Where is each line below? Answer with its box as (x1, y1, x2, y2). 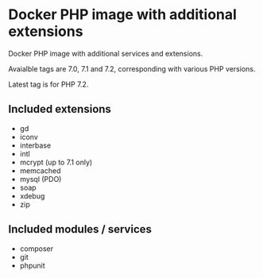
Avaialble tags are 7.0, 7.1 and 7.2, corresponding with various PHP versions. (8, 64, 256, 73)
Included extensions (8, 102, 111, 116)
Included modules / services (8, 222, 153, 236)
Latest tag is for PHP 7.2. (8, 79, 89, 89)
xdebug (19, 191, 45, 200)
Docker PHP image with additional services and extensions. (8, 48, 203, 58)
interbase (19, 141, 52, 150)
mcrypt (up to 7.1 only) (19, 157, 93, 167)
